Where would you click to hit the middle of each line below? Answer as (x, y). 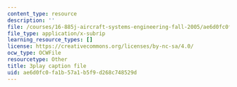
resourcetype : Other (38, 60)
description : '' (31, 20)
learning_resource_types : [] (50, 40)
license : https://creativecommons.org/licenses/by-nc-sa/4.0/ (101, 46)
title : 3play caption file (47, 66)
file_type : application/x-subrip (56, 33)
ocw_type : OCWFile (34, 53)
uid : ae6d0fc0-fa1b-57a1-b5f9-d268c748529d (72, 72)
